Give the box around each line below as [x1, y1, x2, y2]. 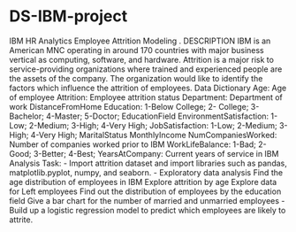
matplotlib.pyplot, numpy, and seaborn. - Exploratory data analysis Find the [9, 166, 284, 178]
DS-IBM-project [9, 6, 128, 27]
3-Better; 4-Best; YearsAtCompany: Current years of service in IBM [33, 148, 279, 159]
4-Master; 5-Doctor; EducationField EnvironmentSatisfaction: [45, 111, 269, 121]
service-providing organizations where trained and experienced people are [9, 64, 283, 74]
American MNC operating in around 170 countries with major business [9, 44, 265, 55]
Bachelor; [9, 111, 44, 121]
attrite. [9, 214, 34, 225]
